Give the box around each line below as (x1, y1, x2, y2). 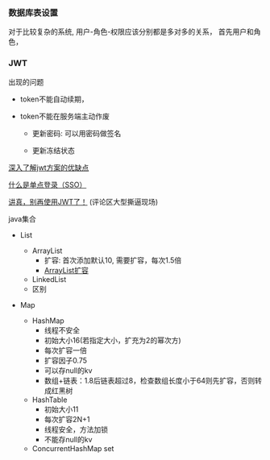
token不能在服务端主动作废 (19, 111, 110, 121)
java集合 (8, 213, 36, 223)
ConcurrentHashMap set (31, 443, 114, 453)
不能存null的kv (44, 434, 93, 444)
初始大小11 (44, 404, 79, 414)
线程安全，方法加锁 (44, 425, 109, 434)
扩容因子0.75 (44, 355, 87, 365)
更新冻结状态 (31, 145, 75, 155)
